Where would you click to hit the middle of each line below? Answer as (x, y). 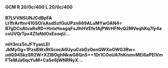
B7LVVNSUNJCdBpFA (29, 18)
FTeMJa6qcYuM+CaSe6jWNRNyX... (44, 60)
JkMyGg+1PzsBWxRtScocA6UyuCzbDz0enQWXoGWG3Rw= (70, 50)
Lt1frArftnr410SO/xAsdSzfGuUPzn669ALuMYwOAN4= (64, 23)
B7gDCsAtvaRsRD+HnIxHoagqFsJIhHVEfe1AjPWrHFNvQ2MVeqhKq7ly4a (83, 29)
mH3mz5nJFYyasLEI (28, 44)
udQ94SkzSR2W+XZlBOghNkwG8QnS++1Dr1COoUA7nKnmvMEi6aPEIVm (84, 55)
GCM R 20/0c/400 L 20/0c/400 (39, 7)
